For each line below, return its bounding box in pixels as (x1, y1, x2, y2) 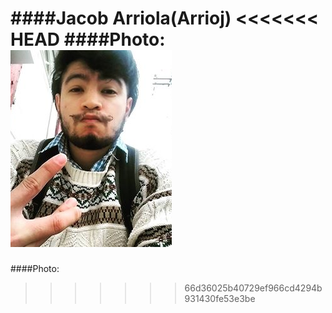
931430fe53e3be (184, 292, 256, 304)
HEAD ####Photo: (10, 28, 166, 51)
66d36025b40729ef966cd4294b (184, 282, 323, 294)
